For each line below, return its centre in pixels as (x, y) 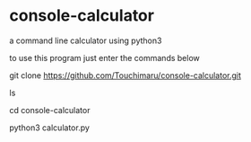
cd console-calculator (50, 110)
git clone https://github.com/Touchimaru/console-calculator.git (125, 75)
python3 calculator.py (49, 128)
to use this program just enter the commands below (104, 58)
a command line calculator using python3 (86, 40)
